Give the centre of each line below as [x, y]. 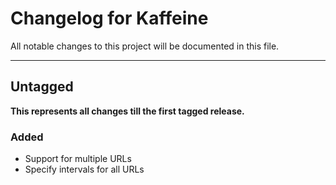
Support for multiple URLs [78, 159]
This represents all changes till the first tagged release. [127, 111]
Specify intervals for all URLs [84, 169]
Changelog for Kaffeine [109, 18]
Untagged [42, 87]
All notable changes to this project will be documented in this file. [145, 46]
